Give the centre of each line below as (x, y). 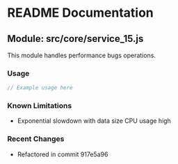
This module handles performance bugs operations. (82, 55)
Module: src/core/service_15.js (75, 39)
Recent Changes (36, 139)
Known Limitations (40, 106)
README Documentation (81, 13)
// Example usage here (40, 88)
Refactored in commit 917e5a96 (63, 154)
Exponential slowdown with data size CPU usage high (94, 121)
